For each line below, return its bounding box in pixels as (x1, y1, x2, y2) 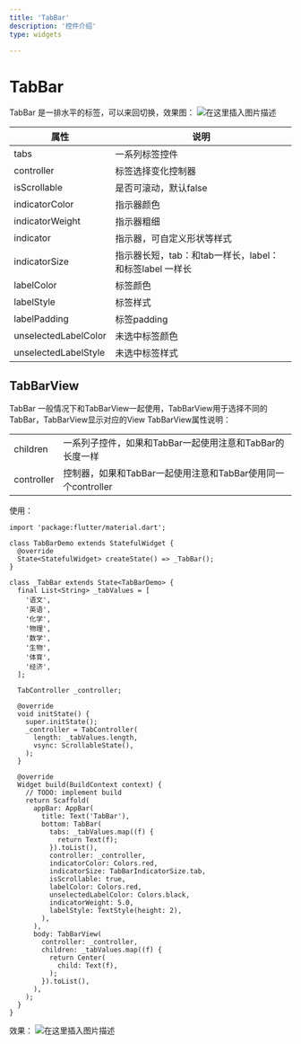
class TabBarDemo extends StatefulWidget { (9, 539, 175, 548)
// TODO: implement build (25, 788, 123, 798)
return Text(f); (56, 836, 118, 845)
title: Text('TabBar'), (41, 812, 130, 821)
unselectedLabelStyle (13, 347, 106, 359)
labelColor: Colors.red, (48, 882, 142, 892)
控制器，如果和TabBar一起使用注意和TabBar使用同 (62, 467, 276, 480)
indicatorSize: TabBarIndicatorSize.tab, (48, 867, 206, 876)
